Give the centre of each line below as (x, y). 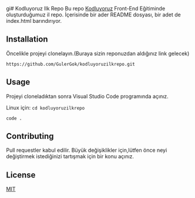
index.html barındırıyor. (34, 21)
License (21, 175)
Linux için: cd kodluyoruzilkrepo (46, 107)
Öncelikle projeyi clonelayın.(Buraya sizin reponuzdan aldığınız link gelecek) (98, 53)
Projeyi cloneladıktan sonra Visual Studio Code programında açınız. (87, 96)
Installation (27, 40)
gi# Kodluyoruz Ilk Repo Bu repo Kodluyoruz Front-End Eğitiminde (86, 8)
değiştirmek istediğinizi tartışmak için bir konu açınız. (70, 156)
